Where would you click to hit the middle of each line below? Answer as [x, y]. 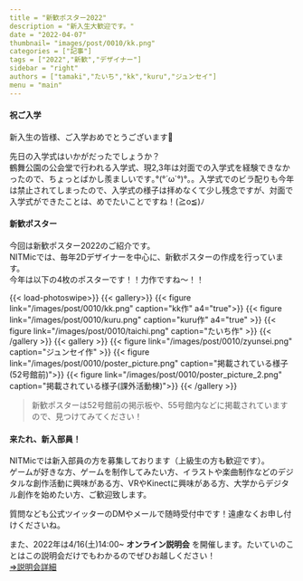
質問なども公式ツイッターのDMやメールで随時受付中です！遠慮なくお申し [147, 514]
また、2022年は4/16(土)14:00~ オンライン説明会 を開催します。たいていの [148, 545]
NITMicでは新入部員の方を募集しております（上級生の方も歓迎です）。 [139, 461]
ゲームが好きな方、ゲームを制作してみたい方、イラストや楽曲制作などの [144, 472]
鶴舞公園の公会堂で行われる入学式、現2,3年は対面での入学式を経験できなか [150, 167]
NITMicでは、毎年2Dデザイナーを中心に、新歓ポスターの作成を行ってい [142, 257]
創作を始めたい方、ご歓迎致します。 [84, 495]
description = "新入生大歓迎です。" [72, 26]
